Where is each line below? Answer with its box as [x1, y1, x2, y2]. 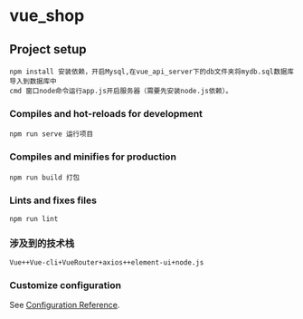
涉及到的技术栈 [9, 237, 75, 249]
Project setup [9, 42, 88, 57]
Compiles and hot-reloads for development [9, 107, 204, 120]
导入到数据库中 [9, 77, 57, 86]
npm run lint [9, 214, 59, 223]
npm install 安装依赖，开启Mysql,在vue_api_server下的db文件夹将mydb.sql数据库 [9, 67, 294, 76]
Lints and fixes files [9, 194, 98, 207]
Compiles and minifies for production [9, 150, 176, 163]
